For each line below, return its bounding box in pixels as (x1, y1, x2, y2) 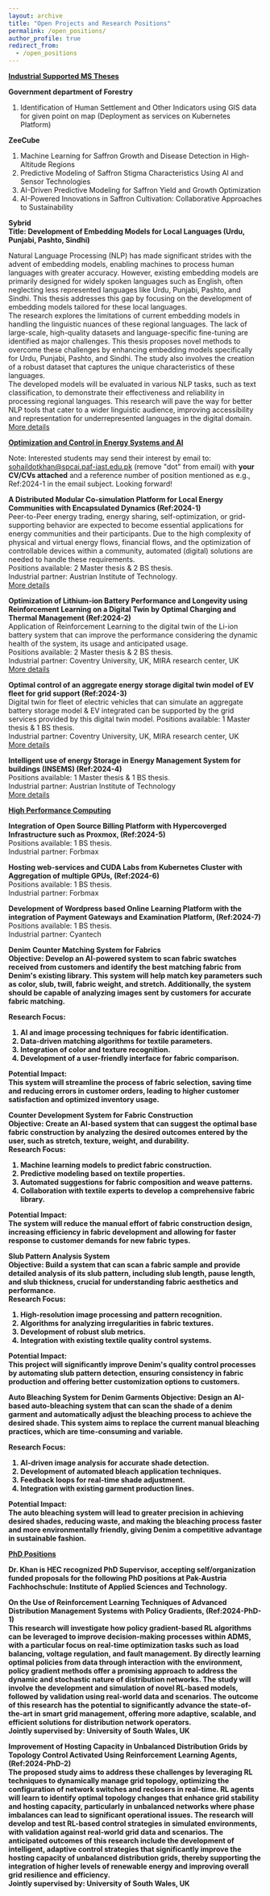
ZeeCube (8, 135, 40, 145)
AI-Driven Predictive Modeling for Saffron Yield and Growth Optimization (19, 185, 261, 194)
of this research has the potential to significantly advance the (8, 1700, 219, 1710)
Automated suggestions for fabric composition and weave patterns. (19, 1178, 253, 1187)
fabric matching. (8, 996, 66, 1006)
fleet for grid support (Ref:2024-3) (8, 688, 127, 698)
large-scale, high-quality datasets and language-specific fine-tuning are (8, 328, 248, 337)
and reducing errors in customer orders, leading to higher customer (8, 1086, 240, 1096)
